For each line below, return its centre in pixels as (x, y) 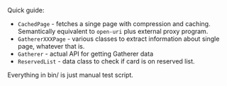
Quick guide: (26, 10)
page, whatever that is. (51, 46)
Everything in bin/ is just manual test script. (70, 75)
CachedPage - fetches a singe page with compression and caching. (114, 24)
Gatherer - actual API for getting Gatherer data (85, 54)
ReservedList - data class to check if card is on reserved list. (106, 61)
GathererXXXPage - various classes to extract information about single (118, 39)
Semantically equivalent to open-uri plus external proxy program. (113, 31)
